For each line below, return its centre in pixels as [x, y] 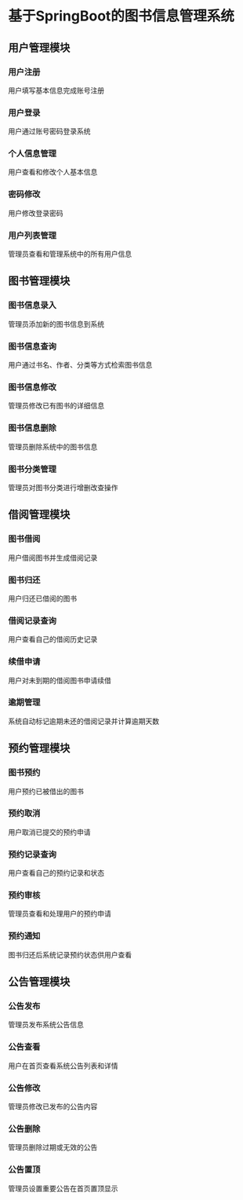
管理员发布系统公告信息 [46, 1025]
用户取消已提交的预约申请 [49, 832]
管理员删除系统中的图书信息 [53, 446]
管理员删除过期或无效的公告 [53, 1147]
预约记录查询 [33, 854]
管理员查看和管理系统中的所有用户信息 [70, 254]
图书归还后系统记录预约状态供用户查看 [70, 954]
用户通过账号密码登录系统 [49, 131]
